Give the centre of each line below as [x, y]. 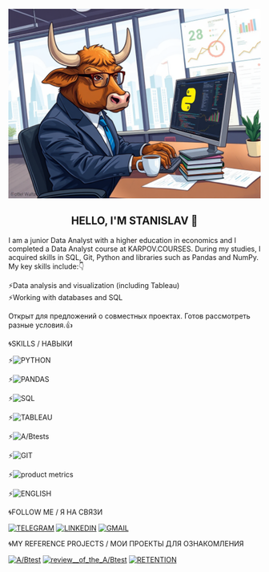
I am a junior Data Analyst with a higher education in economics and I [122, 240]
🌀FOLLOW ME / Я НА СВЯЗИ [55, 512]
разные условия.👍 [41, 325]
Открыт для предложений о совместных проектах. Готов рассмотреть [129, 316]
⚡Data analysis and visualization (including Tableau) [94, 285]
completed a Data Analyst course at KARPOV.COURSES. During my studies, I [134, 249]
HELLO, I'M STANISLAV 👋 [134, 221]
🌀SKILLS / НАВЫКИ [40, 343]
